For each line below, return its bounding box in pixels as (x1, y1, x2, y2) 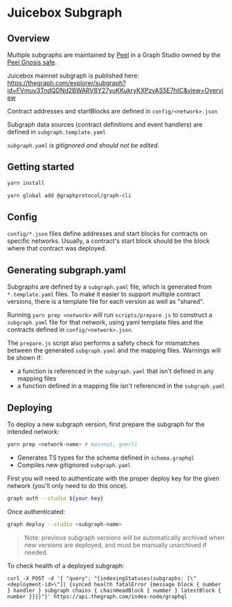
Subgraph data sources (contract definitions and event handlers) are (7, 120, 203, 129)
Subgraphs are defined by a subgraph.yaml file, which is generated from (7, 282, 213, 291)
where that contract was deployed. (7, 244, 107, 253)
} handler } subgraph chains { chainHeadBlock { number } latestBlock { (7, 587, 222, 594)
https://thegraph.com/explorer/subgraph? (7, 79, 126, 87)
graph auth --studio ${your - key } (7, 495, 104, 502)
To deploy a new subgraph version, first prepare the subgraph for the (7, 420, 205, 428)
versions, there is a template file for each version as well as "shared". (7, 298, 204, 306)
